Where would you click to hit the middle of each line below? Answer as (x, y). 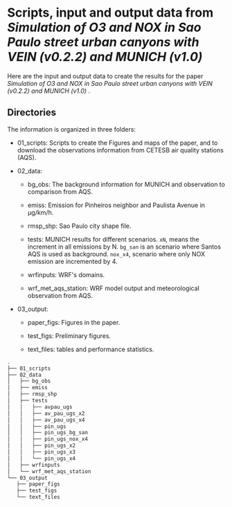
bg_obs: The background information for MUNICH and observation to (126, 184)
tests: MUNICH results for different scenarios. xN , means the (113, 239)
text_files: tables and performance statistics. (91, 349)
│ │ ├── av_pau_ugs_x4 (46, 420)
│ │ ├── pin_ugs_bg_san (48, 433)
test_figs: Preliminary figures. (69, 336)
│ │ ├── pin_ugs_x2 (42, 446)
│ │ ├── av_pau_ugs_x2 (46, 413)
